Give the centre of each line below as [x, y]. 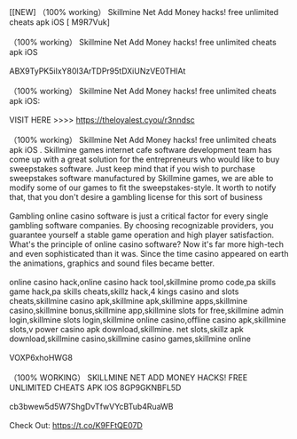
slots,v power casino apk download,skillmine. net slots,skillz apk [126, 329]
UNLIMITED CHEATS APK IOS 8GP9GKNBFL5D [95, 387]
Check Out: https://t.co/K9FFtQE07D [76, 425]
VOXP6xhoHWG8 [41, 358]
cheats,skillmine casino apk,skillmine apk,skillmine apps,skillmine [129, 301]
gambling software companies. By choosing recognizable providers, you [141, 225]
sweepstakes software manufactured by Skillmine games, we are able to [141, 178]
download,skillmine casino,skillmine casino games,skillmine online [130, 339]
